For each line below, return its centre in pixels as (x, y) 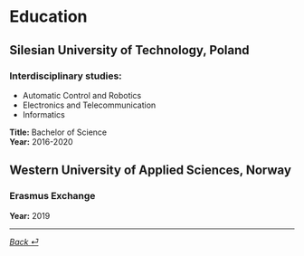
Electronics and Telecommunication (89, 105)
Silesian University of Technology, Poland (129, 50)
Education (48, 17)
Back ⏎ (24, 242)
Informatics (43, 114)
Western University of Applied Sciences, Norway (151, 171)
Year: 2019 (30, 215)
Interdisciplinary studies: (66, 76)
